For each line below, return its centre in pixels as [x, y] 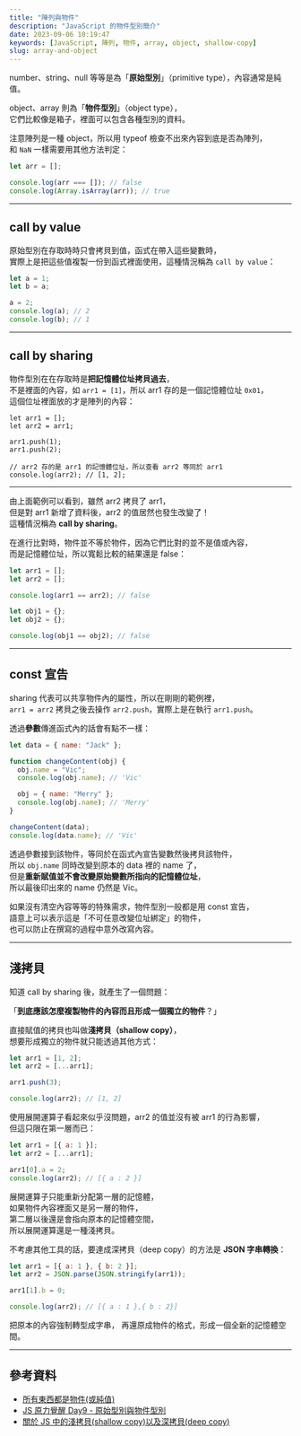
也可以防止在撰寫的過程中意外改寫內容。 [84, 929]
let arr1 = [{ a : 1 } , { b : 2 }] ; [74, 1266]
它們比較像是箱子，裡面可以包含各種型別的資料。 [99, 119]
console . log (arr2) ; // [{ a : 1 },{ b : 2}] [94, 1307]
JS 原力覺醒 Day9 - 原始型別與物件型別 [94, 1410]
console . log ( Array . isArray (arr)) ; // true [90, 191]
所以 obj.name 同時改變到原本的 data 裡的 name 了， [105, 865]
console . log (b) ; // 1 [50, 320]
